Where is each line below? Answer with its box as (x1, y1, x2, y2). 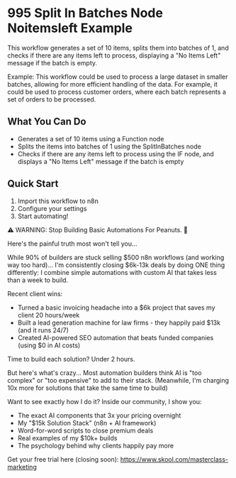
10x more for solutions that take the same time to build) (7, 384, 168, 392)
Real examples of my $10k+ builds (17, 433, 118, 442)
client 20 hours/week (17, 310, 80, 319)
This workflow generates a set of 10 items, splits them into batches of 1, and (7, 43, 229, 52)
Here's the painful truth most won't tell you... (7, 239, 137, 248)
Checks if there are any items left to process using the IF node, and (17, 149, 214, 158)
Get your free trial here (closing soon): (7, 455, 119, 463)
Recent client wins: (7, 289, 63, 298)
